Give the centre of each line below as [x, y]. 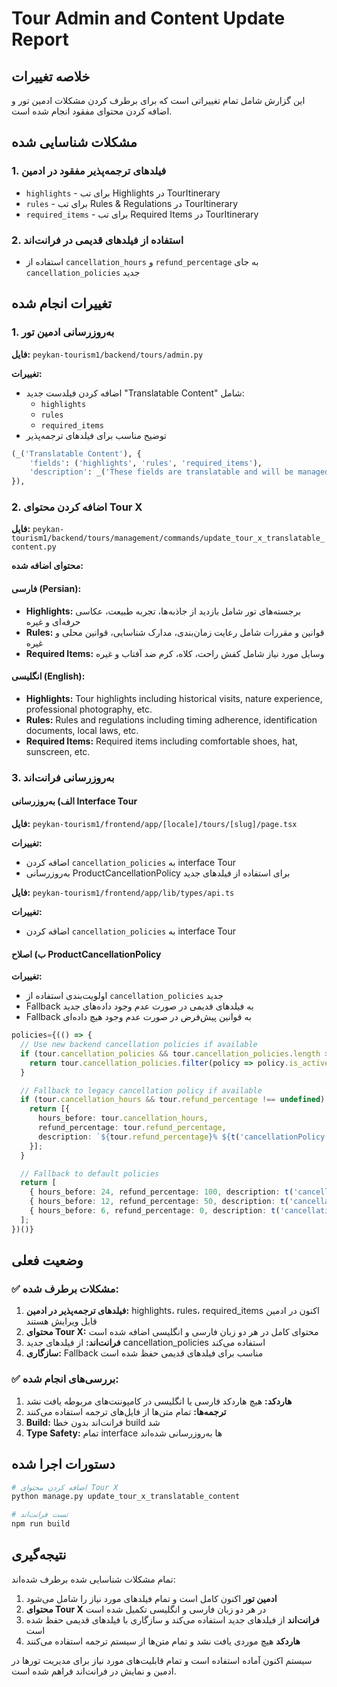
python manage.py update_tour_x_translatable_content [126, 1497]
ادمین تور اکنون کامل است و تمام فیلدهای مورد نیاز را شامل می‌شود [151, 1598]
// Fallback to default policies [90, 1173]
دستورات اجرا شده [63, 1464]
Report [40, 39]
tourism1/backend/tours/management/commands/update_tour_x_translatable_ [168, 538]
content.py [34, 547]
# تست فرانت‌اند [40, 1515]
